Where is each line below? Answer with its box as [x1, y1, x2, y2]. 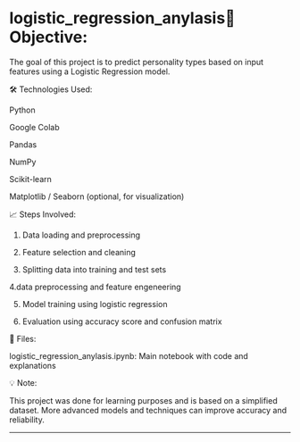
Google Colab [9, 121, 60, 132]
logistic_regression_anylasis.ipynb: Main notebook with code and [9, 350, 248, 361]
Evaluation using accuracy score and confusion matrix [21, 316, 222, 327]
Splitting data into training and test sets [21, 263, 167, 275]
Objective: [9, 27, 88, 47]
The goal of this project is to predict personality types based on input [9, 56, 264, 67]
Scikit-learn [9, 173, 52, 184]
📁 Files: [9, 333, 37, 344]
